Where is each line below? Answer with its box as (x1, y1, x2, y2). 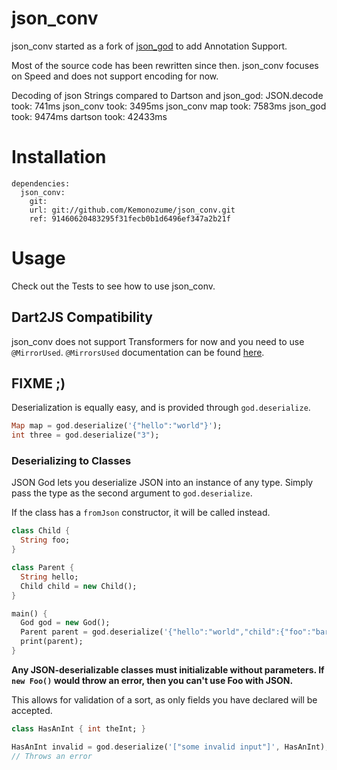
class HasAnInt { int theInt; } (11, 723, 146, 734)
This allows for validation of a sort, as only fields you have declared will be (11, 693, 318, 706)
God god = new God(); (20, 618, 111, 628)
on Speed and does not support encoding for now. (11, 70, 219, 82)
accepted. (11, 704, 53, 716)
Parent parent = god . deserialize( (20, 627, 164, 637)
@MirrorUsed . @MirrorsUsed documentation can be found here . (11, 346, 265, 358)
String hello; (20, 572, 79, 582)
